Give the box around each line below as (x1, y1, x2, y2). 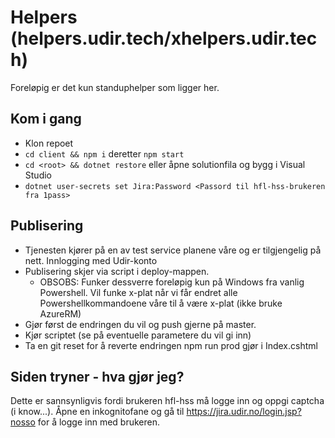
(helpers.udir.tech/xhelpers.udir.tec (10, 27, 318, 50)
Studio (24, 169, 52, 181)
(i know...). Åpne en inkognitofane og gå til (10, 406, 185, 418)
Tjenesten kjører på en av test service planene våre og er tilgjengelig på (24, 244, 322, 256)
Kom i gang (10, 111, 82, 128)
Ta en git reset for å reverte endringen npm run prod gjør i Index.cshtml (24, 339, 318, 351)
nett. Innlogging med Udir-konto (24, 254, 158, 266)
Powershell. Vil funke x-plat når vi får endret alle (39, 286, 238, 298)
